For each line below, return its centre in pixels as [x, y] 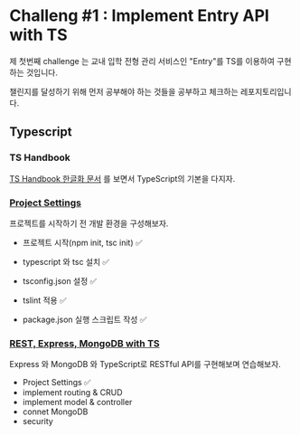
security [38, 421]
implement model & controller [77, 402]
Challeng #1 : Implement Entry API [139, 16]
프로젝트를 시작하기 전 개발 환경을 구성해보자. [89, 223]
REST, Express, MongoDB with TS [84, 343]
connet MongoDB [55, 411]
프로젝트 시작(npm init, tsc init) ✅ [82, 242]
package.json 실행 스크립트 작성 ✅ [84, 319]
